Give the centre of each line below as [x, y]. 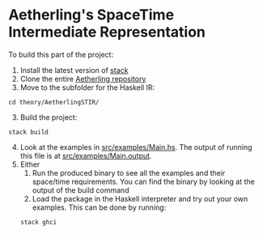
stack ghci [38, 222]
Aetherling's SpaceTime [91, 15]
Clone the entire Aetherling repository [83, 79]
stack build [28, 132]
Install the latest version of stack [74, 70]
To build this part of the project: [61, 54]
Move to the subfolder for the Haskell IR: [87, 87]
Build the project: [49, 117]
